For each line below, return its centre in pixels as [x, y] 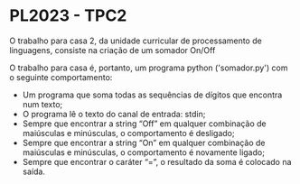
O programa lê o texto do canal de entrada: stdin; [114, 114]
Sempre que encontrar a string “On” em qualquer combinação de [144, 143]
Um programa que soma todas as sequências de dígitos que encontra [152, 95]
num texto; [42, 104]
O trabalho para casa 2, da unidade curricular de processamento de [136, 41]
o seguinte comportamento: [61, 77]
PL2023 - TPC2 [68, 16]
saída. [33, 171]
